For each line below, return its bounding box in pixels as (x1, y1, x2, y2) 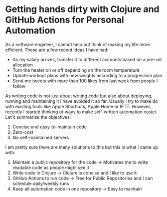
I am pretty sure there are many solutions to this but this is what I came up (5, 144, 158, 150)
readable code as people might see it (12, 164, 89, 170)
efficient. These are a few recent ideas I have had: (5, 47, 109, 53)
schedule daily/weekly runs (12, 180, 69, 186)
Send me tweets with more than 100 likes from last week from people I (12, 78, 158, 84)
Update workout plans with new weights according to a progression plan (12, 72, 162, 78)
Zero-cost (12, 129, 34, 135)
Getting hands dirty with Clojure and (5, 4, 159, 15)
